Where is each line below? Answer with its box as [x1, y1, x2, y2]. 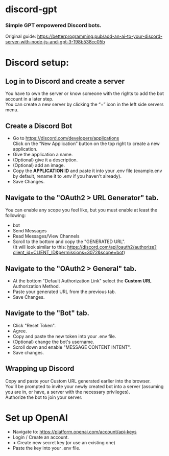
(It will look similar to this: [12, 244, 66, 250]
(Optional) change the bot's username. [12, 339, 94, 345]
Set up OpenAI [5, 412, 68, 423]
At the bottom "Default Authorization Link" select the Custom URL [12, 277, 152, 284]
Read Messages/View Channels [12, 233, 80, 239]
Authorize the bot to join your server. [5, 394, 83, 400]
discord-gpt [5, 4, 57, 15]
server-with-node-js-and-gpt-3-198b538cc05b [5, 39, 106, 45]
